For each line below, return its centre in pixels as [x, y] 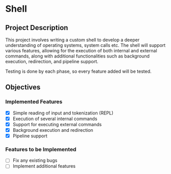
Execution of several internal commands [55, 119]
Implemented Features [34, 102]
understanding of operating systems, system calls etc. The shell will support [86, 45]
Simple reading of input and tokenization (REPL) [63, 113]
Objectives [23, 87]
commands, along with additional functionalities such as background [77, 56]
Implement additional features [44, 166]
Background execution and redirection [53, 130]
